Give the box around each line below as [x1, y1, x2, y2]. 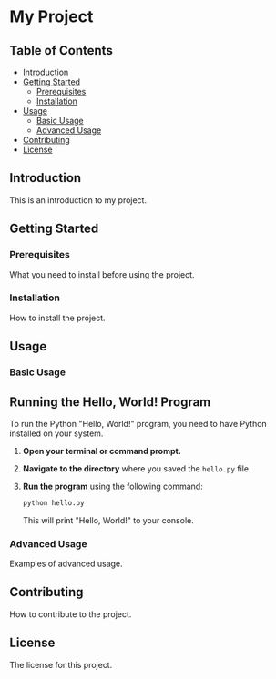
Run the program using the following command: [22, 481, 203, 492]
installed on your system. [9, 428, 104, 439]
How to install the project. [9, 312, 107, 323]
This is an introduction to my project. [9, 194, 148, 206]
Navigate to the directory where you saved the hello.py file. [22, 462, 251, 474]
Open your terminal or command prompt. [22, 445, 182, 456]
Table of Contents [9, 43, 114, 58]
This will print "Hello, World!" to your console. [22, 514, 194, 525]
